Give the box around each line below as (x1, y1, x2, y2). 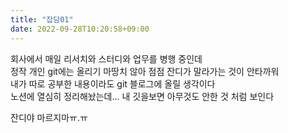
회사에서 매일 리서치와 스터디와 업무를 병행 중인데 (10, 52, 203, 65)
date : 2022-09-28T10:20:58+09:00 (10, 24, 150, 34)
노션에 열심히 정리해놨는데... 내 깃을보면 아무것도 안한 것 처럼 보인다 (10, 90, 275, 102)
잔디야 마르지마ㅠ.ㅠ (10, 111, 88, 123)
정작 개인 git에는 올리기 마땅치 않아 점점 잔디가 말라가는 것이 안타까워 (10, 65, 280, 77)
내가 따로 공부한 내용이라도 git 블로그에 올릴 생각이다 (10, 77, 216, 90)
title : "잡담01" (10, 14, 74, 25)
